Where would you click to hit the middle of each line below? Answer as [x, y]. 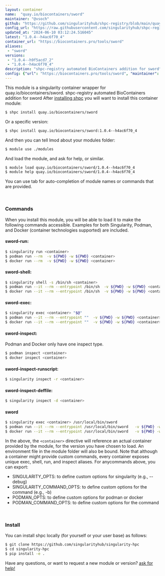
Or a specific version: [27, 121]
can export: [17, 467]
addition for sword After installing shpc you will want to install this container [82, 98]
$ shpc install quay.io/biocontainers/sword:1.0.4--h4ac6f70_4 [71, 131]
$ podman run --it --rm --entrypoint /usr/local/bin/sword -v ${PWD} [80, 427]
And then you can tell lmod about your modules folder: [60, 140]
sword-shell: [18, 272]
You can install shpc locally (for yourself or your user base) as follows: [76, 536]
